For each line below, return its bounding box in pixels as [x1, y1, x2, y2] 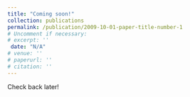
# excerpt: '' [7, 37, 50, 44]
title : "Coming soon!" [7, 10, 75, 18]
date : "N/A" [10, 43, 46, 50]
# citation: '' [7, 63, 53, 70]
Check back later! [7, 82, 59, 91]
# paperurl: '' [7, 57, 53, 64]
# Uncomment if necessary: [7, 30, 88, 38]
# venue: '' [7, 50, 43, 57]
